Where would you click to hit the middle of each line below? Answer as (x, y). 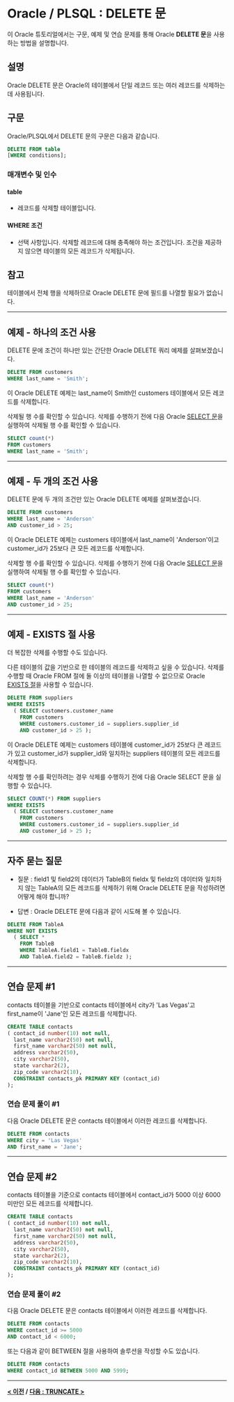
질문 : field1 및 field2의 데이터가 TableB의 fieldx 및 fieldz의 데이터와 (110, 879)
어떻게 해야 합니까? (43, 896)
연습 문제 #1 (31, 987)
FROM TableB (37, 944)
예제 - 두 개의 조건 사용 (53, 482)
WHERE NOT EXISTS (32, 931)
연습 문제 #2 (32, 1177)
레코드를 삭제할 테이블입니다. (56, 208)
